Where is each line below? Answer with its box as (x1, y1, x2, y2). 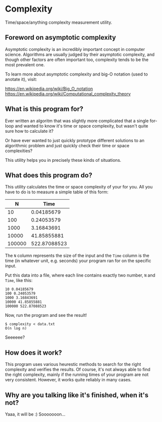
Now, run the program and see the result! (5, 313, 87, 318)
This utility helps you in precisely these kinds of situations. (5, 157, 122, 163)
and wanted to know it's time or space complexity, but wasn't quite (15, 123, 148, 129)
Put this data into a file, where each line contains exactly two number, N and (5, 272, 156, 278)
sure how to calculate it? (5, 128, 54, 134)
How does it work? (5, 348, 62, 357)
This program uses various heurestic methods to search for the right (5, 361, 141, 367)
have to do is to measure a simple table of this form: (5, 189, 109, 195)
